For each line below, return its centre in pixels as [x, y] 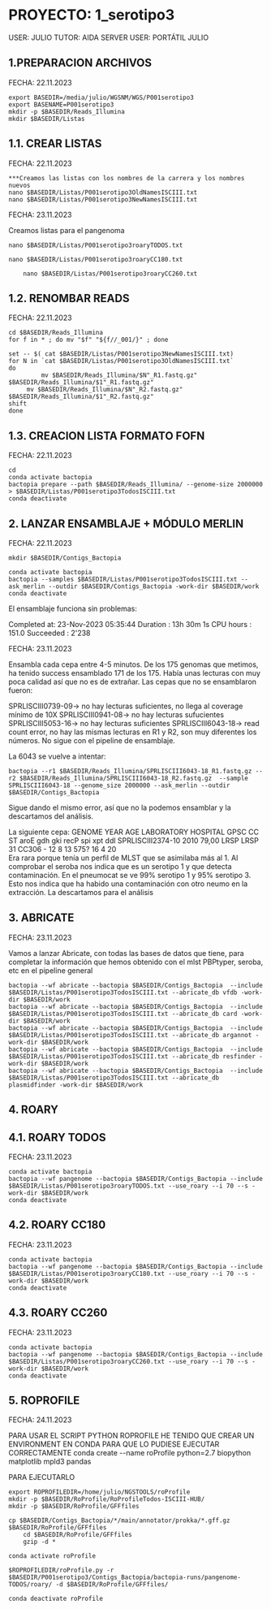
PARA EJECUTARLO [42, 1477]
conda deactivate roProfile [56, 1599]
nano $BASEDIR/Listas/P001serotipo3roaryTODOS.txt [96, 245]
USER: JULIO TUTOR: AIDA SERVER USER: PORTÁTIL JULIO [109, 37]
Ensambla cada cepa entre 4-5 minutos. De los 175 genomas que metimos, [133, 664]
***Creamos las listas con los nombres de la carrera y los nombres [127, 178]
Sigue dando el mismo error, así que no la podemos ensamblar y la [120, 807]
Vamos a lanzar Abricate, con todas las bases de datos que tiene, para [127, 953]
